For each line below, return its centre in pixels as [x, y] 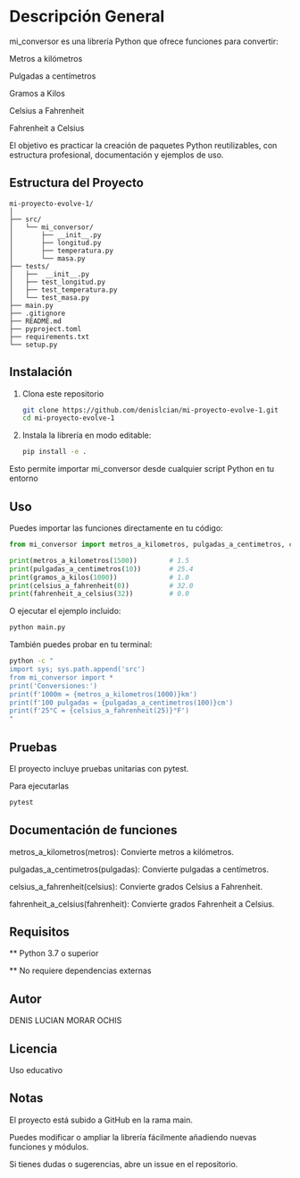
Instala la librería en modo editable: [87, 435]
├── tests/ [29, 266]
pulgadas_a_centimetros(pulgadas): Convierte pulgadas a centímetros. [139, 869]
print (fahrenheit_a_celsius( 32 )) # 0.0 [100, 594]
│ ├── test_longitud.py [57, 282]
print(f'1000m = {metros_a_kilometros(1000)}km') [104, 694]
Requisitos [39, 932]
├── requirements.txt [50, 337]
